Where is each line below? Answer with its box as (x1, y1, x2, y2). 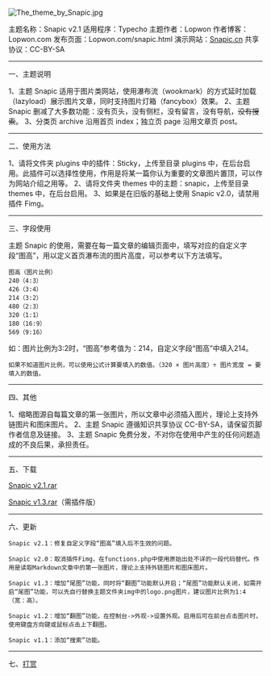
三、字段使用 (8, 223, 51, 233)
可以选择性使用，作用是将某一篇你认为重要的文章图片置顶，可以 (43, 169, 256, 177)
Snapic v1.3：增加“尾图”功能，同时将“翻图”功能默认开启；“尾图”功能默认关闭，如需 (8, 579, 256, 587)
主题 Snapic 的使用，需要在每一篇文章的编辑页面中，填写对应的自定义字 (8, 240, 248, 250)
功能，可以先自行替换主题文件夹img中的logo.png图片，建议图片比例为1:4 (33, 588, 247, 596)
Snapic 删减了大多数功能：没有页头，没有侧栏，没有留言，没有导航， (8, 106, 239, 116)
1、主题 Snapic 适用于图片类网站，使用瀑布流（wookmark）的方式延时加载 (8, 86, 256, 96)
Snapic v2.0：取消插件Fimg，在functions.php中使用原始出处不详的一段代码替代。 (8, 555, 254, 563)
